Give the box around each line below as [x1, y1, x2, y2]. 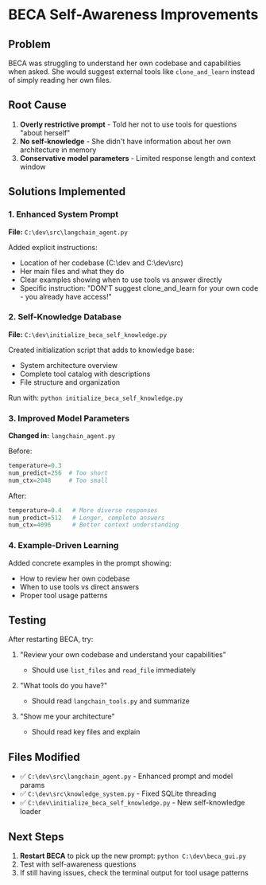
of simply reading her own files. [8, 76, 112, 84]
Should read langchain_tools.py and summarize [31, 696, 191, 706]
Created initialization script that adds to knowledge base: [8, 345, 195, 354]
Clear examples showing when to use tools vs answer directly [19, 275, 222, 284]
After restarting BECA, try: [8, 635, 94, 644]
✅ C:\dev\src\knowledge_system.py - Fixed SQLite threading [19, 789, 217, 798]
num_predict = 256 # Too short [8, 468, 109, 477]
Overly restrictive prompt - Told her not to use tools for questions [19, 119, 237, 129]
